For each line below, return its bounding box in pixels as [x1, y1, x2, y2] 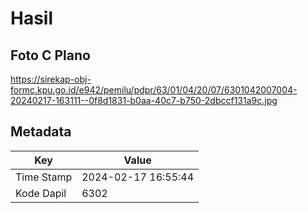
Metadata [10, 123, 72, 141]
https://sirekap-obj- [10, 73, 92, 85]
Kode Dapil [15, 186, 67, 200]
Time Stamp [15, 170, 73, 184]
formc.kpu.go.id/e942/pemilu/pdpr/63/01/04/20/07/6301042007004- [10, 84, 298, 96]
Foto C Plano [10, 47, 91, 64]
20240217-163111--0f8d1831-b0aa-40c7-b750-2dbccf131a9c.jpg [10, 95, 278, 106]
